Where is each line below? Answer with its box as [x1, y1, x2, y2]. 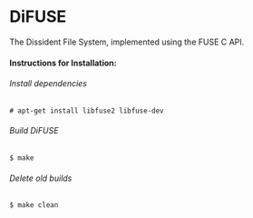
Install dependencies [9, 78, 88, 89]
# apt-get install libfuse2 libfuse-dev [9, 106, 165, 115]
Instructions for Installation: [9, 57, 117, 68]
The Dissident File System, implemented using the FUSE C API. [9, 36, 245, 47]
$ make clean [9, 201, 59, 210]
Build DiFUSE [9, 125, 59, 136]
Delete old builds [9, 173, 73, 183]
